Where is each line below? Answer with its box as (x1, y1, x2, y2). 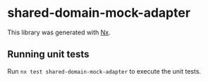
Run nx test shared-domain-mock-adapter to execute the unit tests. (7, 67, 202, 75)
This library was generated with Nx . (7, 28, 111, 36)
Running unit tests (7, 48, 90, 60)
